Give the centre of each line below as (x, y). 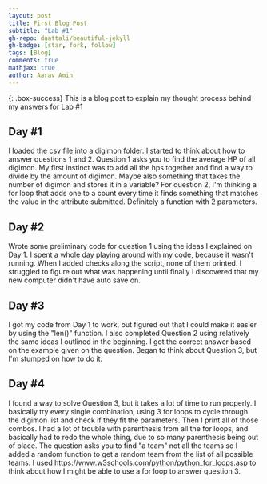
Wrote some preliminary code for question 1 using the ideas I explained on (130, 246)
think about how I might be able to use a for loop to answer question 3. (125, 471)
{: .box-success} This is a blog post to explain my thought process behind (130, 98)
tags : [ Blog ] (30, 53)
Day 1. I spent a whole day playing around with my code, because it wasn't (131, 255)
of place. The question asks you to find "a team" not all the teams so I (123, 446)
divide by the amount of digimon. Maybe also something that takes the (124, 176)
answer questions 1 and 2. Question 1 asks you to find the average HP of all (132, 159)
